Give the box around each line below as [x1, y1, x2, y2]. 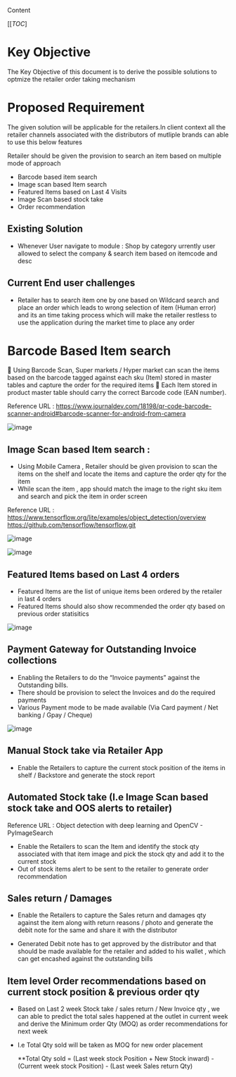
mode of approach [7, 158, 61, 168]
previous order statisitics [17, 610, 89, 618]
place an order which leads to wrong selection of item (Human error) [17, 303, 216, 312]
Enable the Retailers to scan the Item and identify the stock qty [17, 842, 199, 850]
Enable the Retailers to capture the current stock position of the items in [17, 763, 226, 771]
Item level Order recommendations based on [7, 975, 206, 987]
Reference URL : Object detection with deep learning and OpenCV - [7, 821, 204, 829]
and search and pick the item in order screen [17, 492, 147, 500]
